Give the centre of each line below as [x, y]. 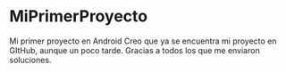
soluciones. [30, 60]
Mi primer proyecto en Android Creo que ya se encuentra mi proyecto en [143, 41]
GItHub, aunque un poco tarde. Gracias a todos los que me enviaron [135, 50]
